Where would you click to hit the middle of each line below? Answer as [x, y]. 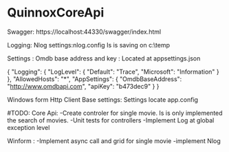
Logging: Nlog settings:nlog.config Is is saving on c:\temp [89, 45]
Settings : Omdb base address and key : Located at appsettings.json [104, 58]
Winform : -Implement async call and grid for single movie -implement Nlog [114, 141]
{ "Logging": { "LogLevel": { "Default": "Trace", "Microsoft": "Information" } [113, 72]
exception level [29, 127]
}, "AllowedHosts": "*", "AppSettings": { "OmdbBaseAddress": [95, 79]
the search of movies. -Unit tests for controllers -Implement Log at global [111, 120]
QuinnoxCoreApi [56, 13]
